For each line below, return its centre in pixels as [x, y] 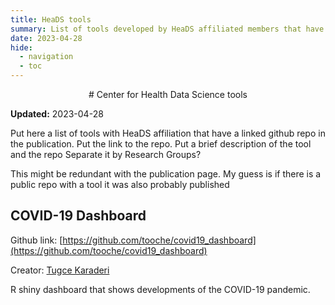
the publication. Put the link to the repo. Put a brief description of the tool [161, 144]
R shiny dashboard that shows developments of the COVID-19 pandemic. [160, 289]
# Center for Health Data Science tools [168, 94]
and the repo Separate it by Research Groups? [106, 154]
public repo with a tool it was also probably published [120, 184]
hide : [21, 47]
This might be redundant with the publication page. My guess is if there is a [166, 174]
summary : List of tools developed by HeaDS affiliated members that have [167, 29]
